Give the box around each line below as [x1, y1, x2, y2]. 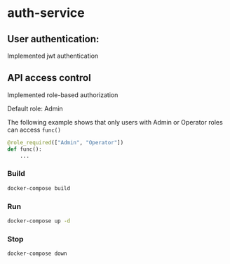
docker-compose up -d [7, 217, 71, 225]
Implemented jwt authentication [7, 51, 99, 60]
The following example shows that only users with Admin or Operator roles [7, 118, 223, 126]
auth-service [7, 5, 86, 21]
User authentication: [7, 33, 100, 45]
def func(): [7, 146, 42, 153]
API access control [7, 72, 91, 84]
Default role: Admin [7, 104, 63, 113]
